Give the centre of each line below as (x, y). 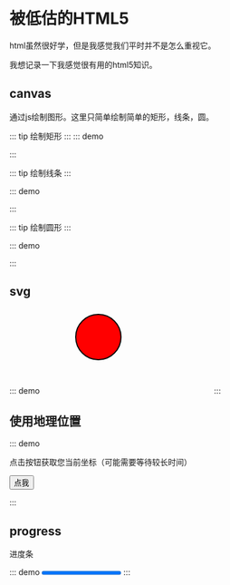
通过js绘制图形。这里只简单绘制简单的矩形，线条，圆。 (112, 117)
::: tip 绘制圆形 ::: (40, 227)
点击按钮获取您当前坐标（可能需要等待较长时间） (101, 463)
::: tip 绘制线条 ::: (40, 172)
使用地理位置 (45, 421)
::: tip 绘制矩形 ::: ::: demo (57, 136)
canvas (30, 94)
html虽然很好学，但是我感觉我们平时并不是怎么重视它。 (113, 45)
